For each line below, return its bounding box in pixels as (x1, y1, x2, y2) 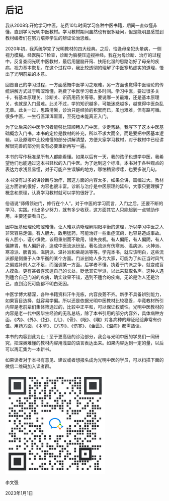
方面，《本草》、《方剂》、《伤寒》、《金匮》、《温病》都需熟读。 (22, 323, 144, 329)
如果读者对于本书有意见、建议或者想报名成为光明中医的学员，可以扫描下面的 (5, 357, 164, 363)
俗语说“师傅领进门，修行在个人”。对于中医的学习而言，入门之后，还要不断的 (5, 200, 163, 206)
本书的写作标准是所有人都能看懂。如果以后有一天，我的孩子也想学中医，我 (5, 154, 159, 160)
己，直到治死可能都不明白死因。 (5, 280, 71, 286)
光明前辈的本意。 (14, 71, 49, 77)
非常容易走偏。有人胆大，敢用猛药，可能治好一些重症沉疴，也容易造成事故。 (5, 230, 164, 236)
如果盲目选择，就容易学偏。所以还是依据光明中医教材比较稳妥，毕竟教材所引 (5, 297, 164, 304)
